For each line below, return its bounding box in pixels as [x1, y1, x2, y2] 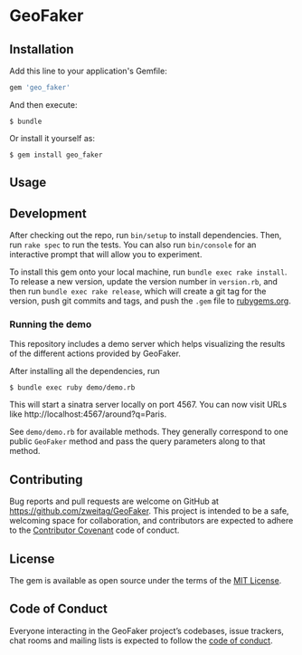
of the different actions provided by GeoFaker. [9, 348, 181, 359]
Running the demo [9, 318, 92, 331]
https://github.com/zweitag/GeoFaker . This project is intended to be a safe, [9, 506, 289, 516]
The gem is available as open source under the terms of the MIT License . [9, 575, 282, 585]
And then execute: [9, 99, 78, 110]
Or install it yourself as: [9, 132, 95, 143]
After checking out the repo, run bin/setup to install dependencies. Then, [9, 230, 282, 241]
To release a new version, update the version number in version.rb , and [9, 276, 278, 287]
